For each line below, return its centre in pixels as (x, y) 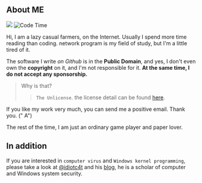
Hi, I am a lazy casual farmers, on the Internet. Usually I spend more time (96, 37)
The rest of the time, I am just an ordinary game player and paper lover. (94, 127)
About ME (25, 10)
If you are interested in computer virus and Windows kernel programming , (96, 160)
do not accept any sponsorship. (47, 74)
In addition (27, 146)
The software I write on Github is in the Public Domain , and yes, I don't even (101, 61)
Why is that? (36, 85)
